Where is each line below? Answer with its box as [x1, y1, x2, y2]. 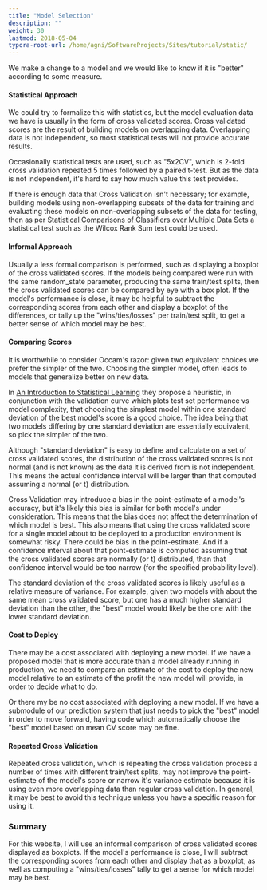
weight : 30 [8, 26, 45, 34]
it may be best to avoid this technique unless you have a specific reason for [8, 793, 257, 802]
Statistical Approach [8, 89, 78, 100]
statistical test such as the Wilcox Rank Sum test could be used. [8, 223, 218, 233]
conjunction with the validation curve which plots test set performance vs [8, 396, 249, 405]
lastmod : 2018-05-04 [8, 34, 77, 42]
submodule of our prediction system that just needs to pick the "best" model [8, 706, 260, 715]
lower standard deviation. [8, 611, 92, 621]
